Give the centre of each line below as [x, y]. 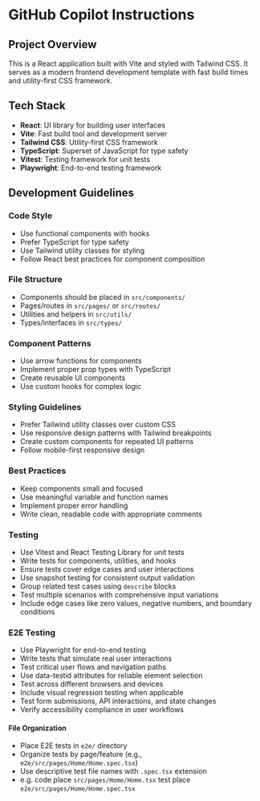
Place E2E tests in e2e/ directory [73, 746]
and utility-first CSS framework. [61, 81]
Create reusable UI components [73, 378]
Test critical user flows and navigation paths [93, 667]
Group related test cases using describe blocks [98, 586]
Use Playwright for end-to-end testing [83, 650]
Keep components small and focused [81, 488]
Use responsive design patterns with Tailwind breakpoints [116, 433]
